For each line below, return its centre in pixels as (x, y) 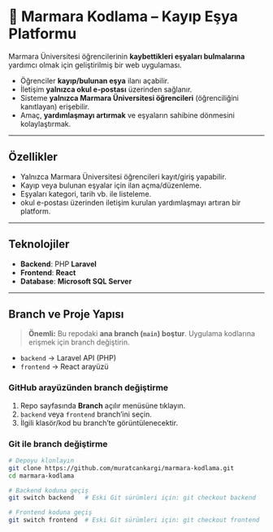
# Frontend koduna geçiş (50, 513)
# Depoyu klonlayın (41, 461)
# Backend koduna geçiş (49, 491)
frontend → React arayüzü (64, 367)
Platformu (43, 34)
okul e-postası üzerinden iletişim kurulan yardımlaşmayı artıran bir (130, 202)
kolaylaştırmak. (45, 123)
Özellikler (33, 157)
